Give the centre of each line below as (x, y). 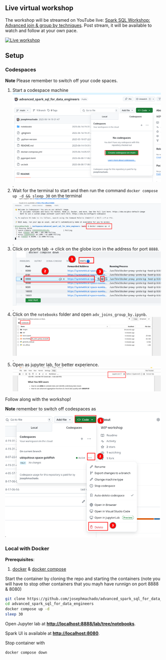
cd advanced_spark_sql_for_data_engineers (49, 604)
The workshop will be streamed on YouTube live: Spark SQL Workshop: (78, 20)
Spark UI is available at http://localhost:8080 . (52, 633)
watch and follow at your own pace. (41, 30)
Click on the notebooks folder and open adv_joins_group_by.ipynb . (80, 314)
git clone (15, 599)
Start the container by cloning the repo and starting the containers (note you (83, 578)
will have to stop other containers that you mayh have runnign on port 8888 (82, 584)
